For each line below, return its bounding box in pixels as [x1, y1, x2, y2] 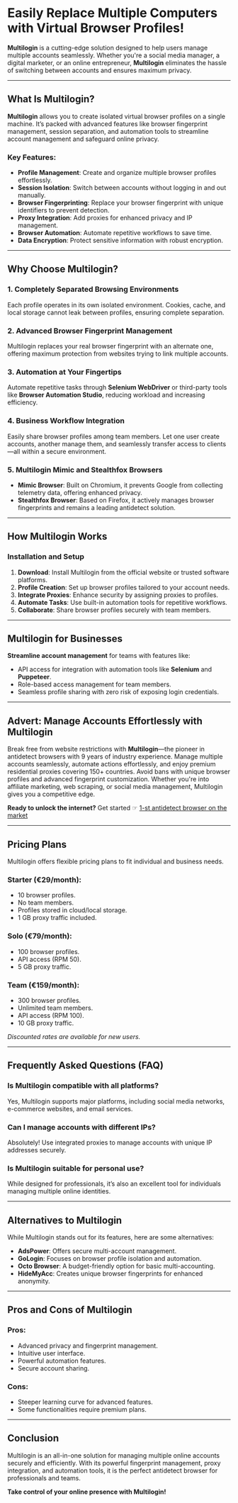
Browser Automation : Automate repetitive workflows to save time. [17, 229, 212, 237]
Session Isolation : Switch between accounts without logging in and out [17, 183, 227, 192]
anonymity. [17, 1277, 51, 1286]
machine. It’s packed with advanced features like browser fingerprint [7, 119, 208, 128]
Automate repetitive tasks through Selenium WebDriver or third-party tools [7, 383, 227, 392]
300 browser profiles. [17, 996, 81, 1004]
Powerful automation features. [17, 1356, 106, 1365]
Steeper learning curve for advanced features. [17, 1397, 154, 1407]
